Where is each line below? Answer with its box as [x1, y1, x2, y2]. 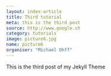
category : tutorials [6, 31, 57, 37]
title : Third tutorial [6, 14, 62, 20]
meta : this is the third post [6, 19, 81, 25]
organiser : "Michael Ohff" [6, 47, 73, 53]
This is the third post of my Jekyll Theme [6, 63, 106, 70]
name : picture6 [6, 42, 44, 48]
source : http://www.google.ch [6, 25, 81, 31]
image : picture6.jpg [6, 36, 57, 42]
